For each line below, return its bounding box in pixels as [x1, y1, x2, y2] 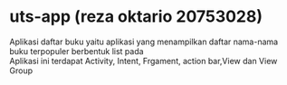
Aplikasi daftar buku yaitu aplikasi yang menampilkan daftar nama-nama [9, 36, 279, 47]
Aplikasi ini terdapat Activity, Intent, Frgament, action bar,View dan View [9, 55, 278, 66]
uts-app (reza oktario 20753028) [9, 6, 263, 27]
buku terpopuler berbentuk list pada [9, 45, 144, 56]
